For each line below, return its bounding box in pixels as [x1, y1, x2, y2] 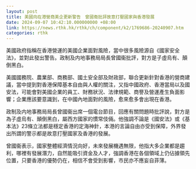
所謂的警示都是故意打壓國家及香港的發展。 [10, 130, 114, 137]
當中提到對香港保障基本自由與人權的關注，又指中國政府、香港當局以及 [16, 81, 185, 88]
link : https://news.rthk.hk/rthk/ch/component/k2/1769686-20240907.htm [6, 24, 184, 31]
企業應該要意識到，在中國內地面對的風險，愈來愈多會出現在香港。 [16, 96, 175, 103]
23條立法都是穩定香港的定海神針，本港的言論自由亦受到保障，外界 [21, 123, 181, 130]
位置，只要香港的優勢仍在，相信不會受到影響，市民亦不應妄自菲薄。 [6, 157, 170, 164]
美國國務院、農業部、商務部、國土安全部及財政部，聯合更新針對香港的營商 [6, 74, 185, 81]
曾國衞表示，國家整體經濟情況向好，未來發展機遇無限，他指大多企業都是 [6, 142, 180, 149]
